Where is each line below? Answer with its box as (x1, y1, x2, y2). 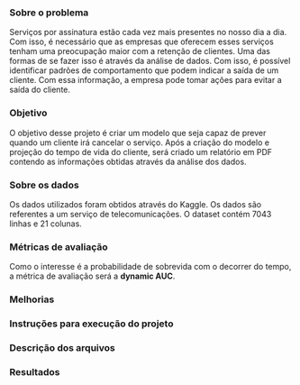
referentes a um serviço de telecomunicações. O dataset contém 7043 (9, 208, 272, 219)
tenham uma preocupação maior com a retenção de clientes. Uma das (9, 46, 270, 57)
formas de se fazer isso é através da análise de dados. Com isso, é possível (9, 56, 291, 67)
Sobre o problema (9, 6, 89, 19)
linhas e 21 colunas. (9, 218, 83, 229)
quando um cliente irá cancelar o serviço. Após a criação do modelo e (9, 137, 270, 148)
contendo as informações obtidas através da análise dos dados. (9, 156, 247, 167)
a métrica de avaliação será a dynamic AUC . (9, 270, 176, 281)
